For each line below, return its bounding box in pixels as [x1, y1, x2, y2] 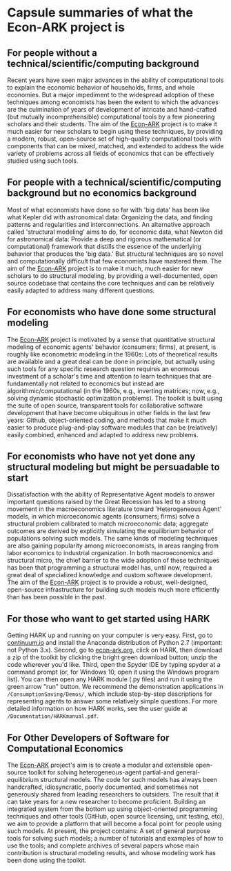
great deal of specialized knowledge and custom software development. [7, 571, 212, 579]
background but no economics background [7, 188, 197, 199]
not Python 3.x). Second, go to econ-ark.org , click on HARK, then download [7, 646, 223, 654]
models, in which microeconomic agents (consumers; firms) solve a [7, 512, 200, 521]
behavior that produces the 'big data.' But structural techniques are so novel [7, 250, 223, 258]
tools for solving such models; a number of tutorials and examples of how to [7, 834, 223, 843]
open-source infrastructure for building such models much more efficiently [7, 585, 220, 594]
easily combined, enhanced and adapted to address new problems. [7, 430, 199, 439]
